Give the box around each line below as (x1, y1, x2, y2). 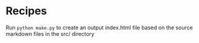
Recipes (5, 4, 47, 18)
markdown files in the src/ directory (5, 30, 95, 37)
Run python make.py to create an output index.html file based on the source (5, 24, 193, 31)
